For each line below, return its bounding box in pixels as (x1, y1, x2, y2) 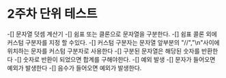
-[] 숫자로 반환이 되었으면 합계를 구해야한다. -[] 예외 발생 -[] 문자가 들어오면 (14, 55, 216, 63)
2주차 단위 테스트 (7, 6, 98, 22)
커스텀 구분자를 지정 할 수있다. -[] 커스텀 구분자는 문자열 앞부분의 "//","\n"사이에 (7, 38, 220, 46)
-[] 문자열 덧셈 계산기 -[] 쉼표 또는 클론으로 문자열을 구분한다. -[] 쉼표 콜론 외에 (7, 30, 217, 38)
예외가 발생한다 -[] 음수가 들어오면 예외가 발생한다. (7, 64, 142, 72)
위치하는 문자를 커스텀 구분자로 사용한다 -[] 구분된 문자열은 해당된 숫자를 (7, 47, 200, 55)
